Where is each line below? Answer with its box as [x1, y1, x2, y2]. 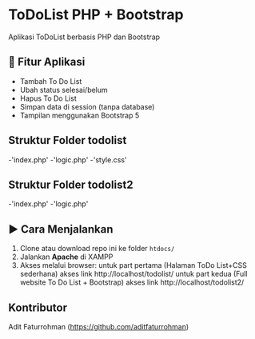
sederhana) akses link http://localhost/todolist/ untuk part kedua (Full [19, 269, 248, 279]
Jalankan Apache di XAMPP [19, 252, 114, 261]
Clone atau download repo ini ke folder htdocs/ [19, 244, 175, 253]
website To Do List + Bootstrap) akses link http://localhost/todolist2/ [19, 277, 245, 287]
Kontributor [8, 301, 68, 314]
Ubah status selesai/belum [19, 85, 108, 94]
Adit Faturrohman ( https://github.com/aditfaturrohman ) [8, 322, 189, 331]
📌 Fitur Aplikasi [8, 55, 86, 69]
